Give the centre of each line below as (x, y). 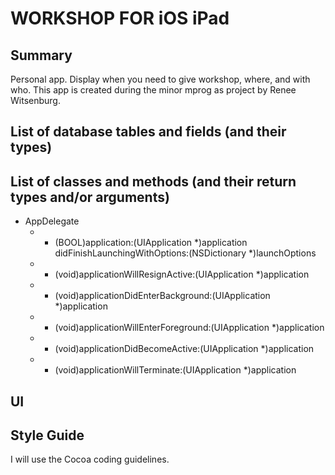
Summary (41, 55)
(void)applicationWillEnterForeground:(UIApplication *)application (189, 328)
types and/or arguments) (90, 197)
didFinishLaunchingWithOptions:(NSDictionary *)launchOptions (185, 253)
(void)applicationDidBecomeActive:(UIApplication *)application (184, 349)
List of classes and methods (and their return (153, 181)
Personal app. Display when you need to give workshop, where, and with (160, 79)
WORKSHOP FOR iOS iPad (120, 18)
